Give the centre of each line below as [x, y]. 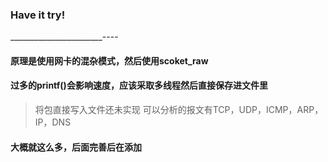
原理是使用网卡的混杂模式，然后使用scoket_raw [109, 60]
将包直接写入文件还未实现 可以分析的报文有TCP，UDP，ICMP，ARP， [179, 110]
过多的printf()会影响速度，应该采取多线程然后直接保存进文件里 [139, 85]
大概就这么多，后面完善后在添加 [76, 147]
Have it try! [38, 15]
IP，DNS [53, 122]
